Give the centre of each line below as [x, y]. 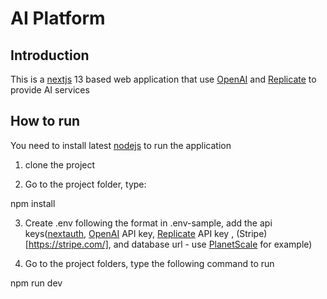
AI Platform [58, 18]
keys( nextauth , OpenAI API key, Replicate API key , [129, 233]
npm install [33, 203]
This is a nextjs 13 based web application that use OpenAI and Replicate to [163, 79]
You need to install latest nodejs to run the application [121, 145]
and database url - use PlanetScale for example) [213, 244]
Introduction [50, 55]
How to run [45, 121]
